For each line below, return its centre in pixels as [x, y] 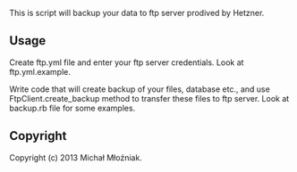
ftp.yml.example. [40, 71]
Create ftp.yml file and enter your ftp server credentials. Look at [127, 62]
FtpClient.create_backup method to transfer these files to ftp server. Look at [149, 98]
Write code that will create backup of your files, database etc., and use [140, 89]
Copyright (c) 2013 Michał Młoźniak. [76, 157]
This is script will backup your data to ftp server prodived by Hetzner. [137, 13]
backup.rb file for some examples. [72, 108]
